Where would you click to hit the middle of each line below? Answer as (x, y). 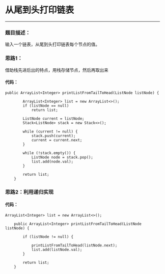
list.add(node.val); (52, 162)
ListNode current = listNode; (54, 118)
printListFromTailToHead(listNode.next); (74, 245)
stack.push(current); (54, 136)
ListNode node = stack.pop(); (62, 157)
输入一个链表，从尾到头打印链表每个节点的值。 (52, 44)
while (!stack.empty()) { (49, 153)
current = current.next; (57, 140)
